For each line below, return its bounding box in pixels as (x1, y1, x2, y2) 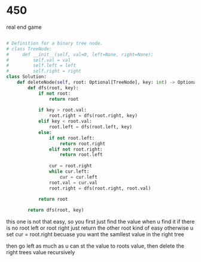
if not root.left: (48, 135, 95, 141)
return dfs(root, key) (28, 207, 84, 213)
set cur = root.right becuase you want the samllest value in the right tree (6, 231, 184, 238)
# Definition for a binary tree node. (6, 40, 103, 46)
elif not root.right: (48, 146, 103, 152)
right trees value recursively (6, 249, 75, 256)
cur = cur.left (59, 174, 98, 180)
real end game (6, 23, 42, 31)
